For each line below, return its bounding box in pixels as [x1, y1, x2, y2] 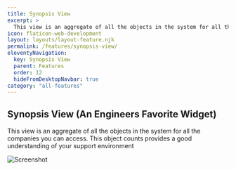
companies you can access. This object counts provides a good [7, 134, 192, 143]
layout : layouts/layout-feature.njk [7, 37, 114, 44]
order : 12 [13, 69, 42, 76]
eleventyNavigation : [7, 50, 68, 57]
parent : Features [13, 63, 65, 70]
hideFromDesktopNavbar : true [13, 75, 99, 83]
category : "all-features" [7, 82, 83, 89]
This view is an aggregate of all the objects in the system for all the [7, 127, 201, 136]
